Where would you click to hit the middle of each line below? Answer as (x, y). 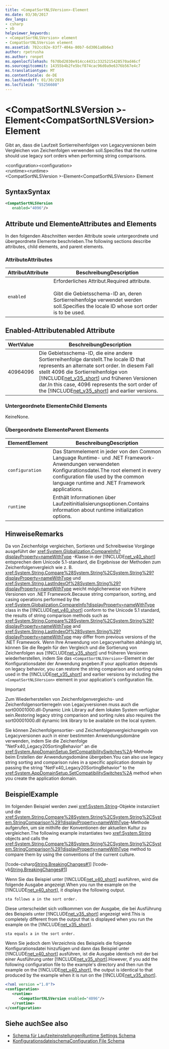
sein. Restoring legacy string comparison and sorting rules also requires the (83, 715)
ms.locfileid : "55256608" (32, 85)
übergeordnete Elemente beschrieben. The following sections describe (78, 241)
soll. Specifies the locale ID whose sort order (105, 306)
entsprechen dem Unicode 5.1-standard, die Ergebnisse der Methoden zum (83, 562)
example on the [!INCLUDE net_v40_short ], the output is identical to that (79, 970)
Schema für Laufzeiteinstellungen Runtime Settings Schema (74, 1036)
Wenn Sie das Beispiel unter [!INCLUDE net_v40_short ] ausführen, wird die (82, 879)
